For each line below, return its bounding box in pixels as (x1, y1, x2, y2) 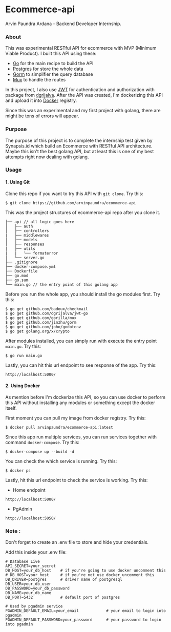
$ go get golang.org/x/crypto (5, 329, 70, 334)
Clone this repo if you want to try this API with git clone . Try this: (5, 191, 143, 197)
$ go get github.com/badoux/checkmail (5, 306, 88, 311)
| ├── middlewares (5, 233, 50, 238)
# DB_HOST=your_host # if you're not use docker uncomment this (5, 573, 155, 578)
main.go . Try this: (5, 343, 41, 349)
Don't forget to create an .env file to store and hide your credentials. (5, 539, 149, 545)
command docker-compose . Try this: (5, 439, 79, 445)
